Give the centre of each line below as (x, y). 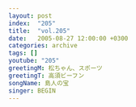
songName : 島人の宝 (39, 83)
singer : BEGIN (32, 91)
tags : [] (23, 53)
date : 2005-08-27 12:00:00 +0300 (68, 38)
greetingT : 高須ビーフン (47, 76)
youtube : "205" (34, 61)
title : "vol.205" (39, 31)
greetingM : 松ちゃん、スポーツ (55, 68)
